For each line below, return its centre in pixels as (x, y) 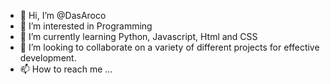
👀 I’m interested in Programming (86, 26)
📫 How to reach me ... (66, 69)
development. (48, 58)
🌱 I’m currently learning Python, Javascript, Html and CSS (138, 36)
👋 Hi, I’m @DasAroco (63, 15)
